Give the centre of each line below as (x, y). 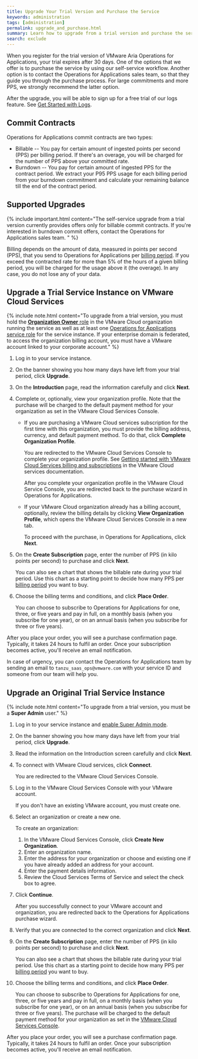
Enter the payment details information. (70, 871)
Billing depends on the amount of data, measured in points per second (92, 249)
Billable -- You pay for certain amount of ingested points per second (98, 148)
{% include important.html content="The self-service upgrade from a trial (95, 219)
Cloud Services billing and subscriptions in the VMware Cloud (99, 465)
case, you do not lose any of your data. (54, 274)
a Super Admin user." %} (37, 713)
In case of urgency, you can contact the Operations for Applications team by (99, 662)
